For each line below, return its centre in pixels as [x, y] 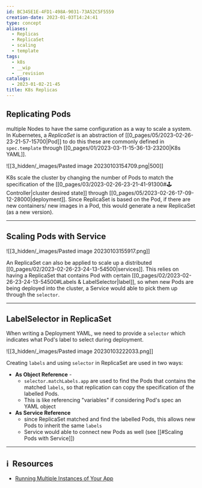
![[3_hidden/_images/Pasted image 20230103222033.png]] [80, 351]
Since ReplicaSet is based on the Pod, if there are [129, 199]
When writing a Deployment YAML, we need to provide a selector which [96, 333]
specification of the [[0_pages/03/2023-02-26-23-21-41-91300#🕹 [89, 184]
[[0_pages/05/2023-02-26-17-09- [151, 193]
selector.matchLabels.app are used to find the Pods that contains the [110, 381]
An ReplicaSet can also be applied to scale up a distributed [79, 262]
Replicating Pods [38, 114]
